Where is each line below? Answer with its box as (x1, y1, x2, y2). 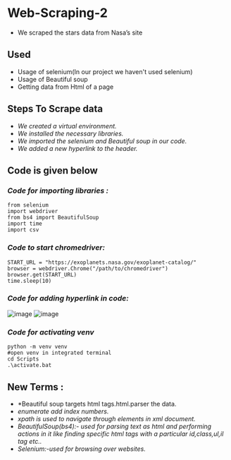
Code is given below (7, 164, 99, 176)
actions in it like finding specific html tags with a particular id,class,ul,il (17, 429, 224, 438)
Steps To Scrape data (7, 103, 104, 115)
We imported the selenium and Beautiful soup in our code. (17, 136, 187, 145)
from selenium (7, 202, 49, 209)
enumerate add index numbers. (17, 407, 109, 416)
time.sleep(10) (7, 277, 52, 284)
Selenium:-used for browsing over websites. (17, 444, 146, 453)
